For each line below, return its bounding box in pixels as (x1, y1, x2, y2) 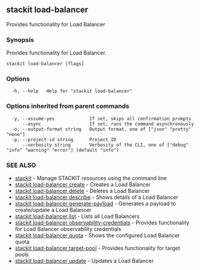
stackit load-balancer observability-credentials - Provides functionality (14, 219, 190, 226)
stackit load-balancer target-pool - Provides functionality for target (14, 245, 180, 251)
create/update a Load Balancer (14, 207, 92, 213)
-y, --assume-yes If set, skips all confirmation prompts (11, 116, 192, 122)
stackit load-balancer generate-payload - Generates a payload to (14, 200, 177, 207)
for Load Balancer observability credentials (14, 226, 122, 232)
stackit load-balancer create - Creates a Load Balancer (14, 181, 151, 188)
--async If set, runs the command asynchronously (22, 121, 195, 127)
